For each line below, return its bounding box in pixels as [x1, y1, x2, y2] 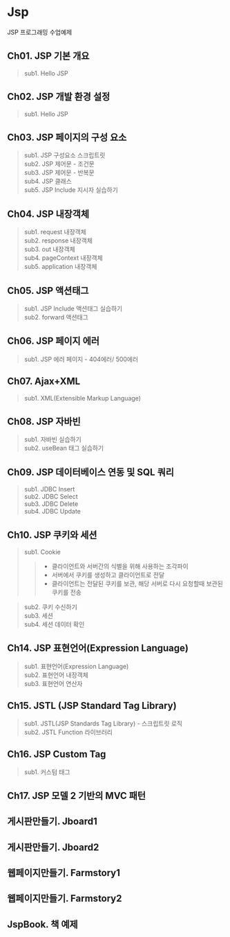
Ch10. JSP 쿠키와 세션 [7, 529, 97, 541]
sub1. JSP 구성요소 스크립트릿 [23, 151, 106, 159]
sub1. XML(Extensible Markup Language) [23, 394, 142, 402]
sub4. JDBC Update [23, 507, 82, 516]
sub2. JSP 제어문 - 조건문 [23, 160, 95, 168]
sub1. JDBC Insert [23, 485, 75, 493]
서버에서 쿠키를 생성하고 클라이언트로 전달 [51, 571, 164, 579]
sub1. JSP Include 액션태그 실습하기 [23, 304, 123, 313]
